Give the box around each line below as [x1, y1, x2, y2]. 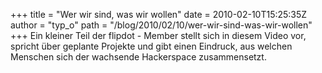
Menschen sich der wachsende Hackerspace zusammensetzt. [10, 51, 267, 63]
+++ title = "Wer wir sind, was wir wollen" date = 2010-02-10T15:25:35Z [10, 9, 308, 20]
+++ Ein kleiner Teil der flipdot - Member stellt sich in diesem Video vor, [10, 30, 307, 41]
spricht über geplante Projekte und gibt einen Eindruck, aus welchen [10, 40, 293, 52]
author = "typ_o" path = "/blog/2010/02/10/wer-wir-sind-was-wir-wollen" [10, 19, 313, 31]
